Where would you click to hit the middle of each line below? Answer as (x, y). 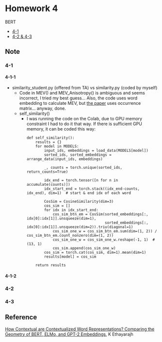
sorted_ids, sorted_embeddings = (78, 155)
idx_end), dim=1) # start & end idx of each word (79, 193)
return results (51, 265)
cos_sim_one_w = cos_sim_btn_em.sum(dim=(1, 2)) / (105, 231)
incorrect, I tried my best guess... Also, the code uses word (78, 98)
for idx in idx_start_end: (71, 210)
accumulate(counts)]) (48, 185)
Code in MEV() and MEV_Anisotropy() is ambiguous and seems (82, 93)
